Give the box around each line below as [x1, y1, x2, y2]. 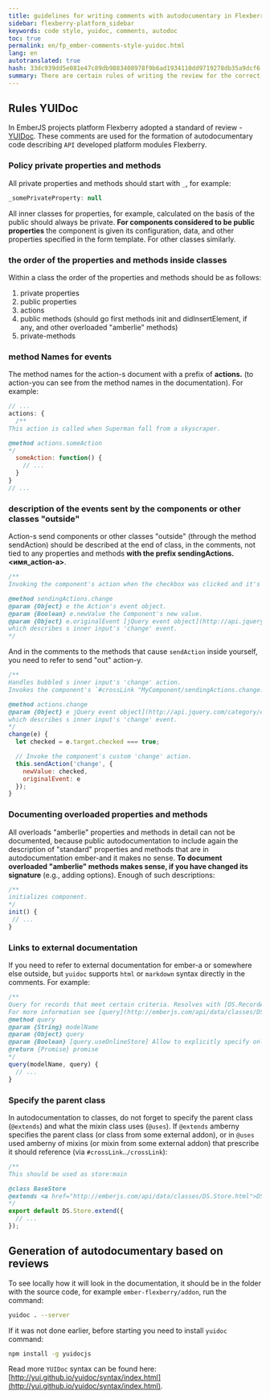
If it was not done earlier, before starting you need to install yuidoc [8, 1326, 227, 1335]
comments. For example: [8, 978, 91, 987]
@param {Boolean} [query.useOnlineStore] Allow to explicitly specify [8, 1038, 250, 1046]
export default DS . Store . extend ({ [8, 1207, 125, 1215]
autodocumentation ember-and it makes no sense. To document [8, 853, 223, 863]
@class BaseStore [8, 1185, 67, 1193]
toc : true [8, 34, 42, 43]
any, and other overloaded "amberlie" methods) [19, 322, 178, 332]
